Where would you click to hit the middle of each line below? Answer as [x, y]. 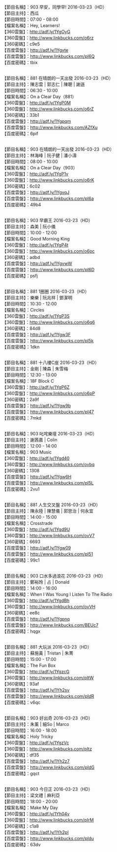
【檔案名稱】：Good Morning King [36, 239]
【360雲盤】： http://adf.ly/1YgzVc [36, 743]
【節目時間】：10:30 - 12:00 [29, 304]
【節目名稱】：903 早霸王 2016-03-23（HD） [47, 220]
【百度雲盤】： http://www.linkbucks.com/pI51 [48, 554]
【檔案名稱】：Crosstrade [27, 523]
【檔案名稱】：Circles [23, 310]
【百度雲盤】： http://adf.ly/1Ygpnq [36, 619]
